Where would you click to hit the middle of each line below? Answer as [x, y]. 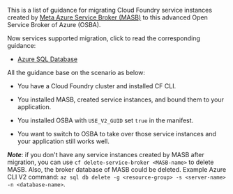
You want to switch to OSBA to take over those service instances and [116, 134]
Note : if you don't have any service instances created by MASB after [106, 155]
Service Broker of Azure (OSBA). [54, 25]
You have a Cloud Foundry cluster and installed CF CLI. [97, 86]
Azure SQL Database [47, 59]
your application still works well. [63, 141]
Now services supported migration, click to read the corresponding [104, 38]
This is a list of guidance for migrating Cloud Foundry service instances [110, 10]
